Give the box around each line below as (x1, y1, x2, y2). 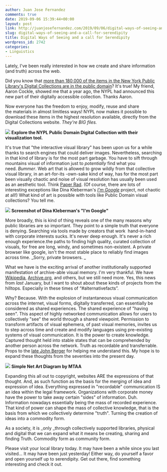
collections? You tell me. (5, 197, 55, 203)
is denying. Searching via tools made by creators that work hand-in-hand (5, 228, 157, 234)
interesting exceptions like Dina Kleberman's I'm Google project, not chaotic (5, 186, 161, 192)
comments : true (5, 12, 37, 17)
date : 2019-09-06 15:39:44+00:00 (5, 16, 75, 21)
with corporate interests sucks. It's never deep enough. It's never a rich (5, 233, 152, 239)
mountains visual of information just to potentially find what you (5, 160, 136, 166)
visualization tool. (5, 135, 43, 141)
